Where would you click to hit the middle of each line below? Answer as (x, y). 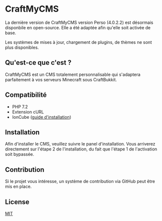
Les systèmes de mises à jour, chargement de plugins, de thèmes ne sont (78, 42)
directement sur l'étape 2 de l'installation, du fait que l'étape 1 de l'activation (81, 149)
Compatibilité (26, 95)
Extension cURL (28, 112)
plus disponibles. (22, 47)
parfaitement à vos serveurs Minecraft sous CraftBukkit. (61, 79)
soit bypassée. (20, 154)
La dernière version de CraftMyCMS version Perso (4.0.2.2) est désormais (79, 22)
